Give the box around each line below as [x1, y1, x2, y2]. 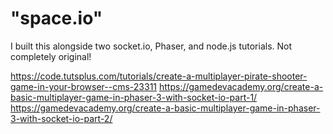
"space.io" [10, 7, 103, 30]
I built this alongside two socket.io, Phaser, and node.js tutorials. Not [10, 40, 293, 52]
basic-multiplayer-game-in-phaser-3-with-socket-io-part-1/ [10, 91, 258, 103]
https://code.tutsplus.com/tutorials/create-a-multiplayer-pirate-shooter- [10, 70, 308, 82]
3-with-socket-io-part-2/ [10, 112, 113, 124]
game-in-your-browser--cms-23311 [10, 80, 158, 92]
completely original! [10, 50, 92, 62]
